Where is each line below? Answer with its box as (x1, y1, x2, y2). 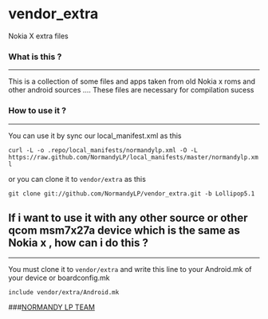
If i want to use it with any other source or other (8, 211, 248, 224)
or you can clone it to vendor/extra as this (8, 174, 146, 183)
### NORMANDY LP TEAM (8, 302, 96, 312)
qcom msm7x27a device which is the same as (8, 223, 241, 237)
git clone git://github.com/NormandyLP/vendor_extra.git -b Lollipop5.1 (8, 189, 255, 198)
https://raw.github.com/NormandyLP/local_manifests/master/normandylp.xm (8, 153, 259, 161)
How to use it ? (8, 105, 66, 116)
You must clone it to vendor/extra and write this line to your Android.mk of (8, 265, 252, 274)
